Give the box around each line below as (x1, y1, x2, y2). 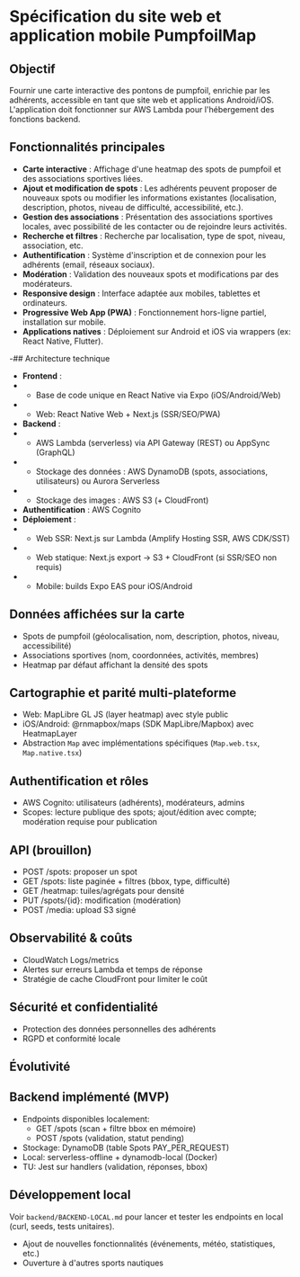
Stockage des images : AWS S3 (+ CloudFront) (35, 495, 209, 505)
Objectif (9, 61, 56, 76)
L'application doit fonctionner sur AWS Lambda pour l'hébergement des (9, 104, 275, 114)
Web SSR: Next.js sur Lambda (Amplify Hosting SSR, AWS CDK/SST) (35, 532, 290, 543)
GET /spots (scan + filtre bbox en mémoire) (35, 1122, 197, 1134)
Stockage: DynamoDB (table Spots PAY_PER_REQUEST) (22, 1142, 230, 1153)
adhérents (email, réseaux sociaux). (22, 259, 155, 270)
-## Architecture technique (9, 353, 110, 363)
